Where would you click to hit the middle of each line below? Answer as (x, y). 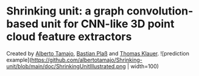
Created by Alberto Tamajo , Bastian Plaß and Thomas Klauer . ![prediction (98, 53)
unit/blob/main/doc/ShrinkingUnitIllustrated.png (66, 66)
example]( (19, 60)
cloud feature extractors (69, 37)
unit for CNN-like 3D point (107, 24)
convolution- (160, 11)
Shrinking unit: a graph (65, 11)
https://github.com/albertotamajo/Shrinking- (87, 60)
